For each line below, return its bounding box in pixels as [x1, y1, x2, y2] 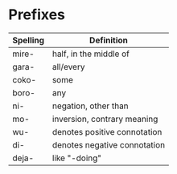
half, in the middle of [51, 48, 130, 59]
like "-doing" [51, 152, 102, 164]
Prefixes [8, 6, 66, 24]
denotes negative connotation [51, 139, 166, 150]
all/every [51, 61, 85, 72]
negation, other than [51, 100, 129, 111]
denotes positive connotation [51, 126, 163, 137]
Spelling [12, 34, 45, 46]
